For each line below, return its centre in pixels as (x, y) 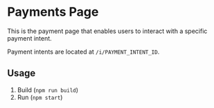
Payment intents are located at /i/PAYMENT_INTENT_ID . (83, 52)
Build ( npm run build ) (47, 89)
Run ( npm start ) (40, 97)
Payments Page (53, 12)
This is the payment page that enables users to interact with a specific (107, 31)
